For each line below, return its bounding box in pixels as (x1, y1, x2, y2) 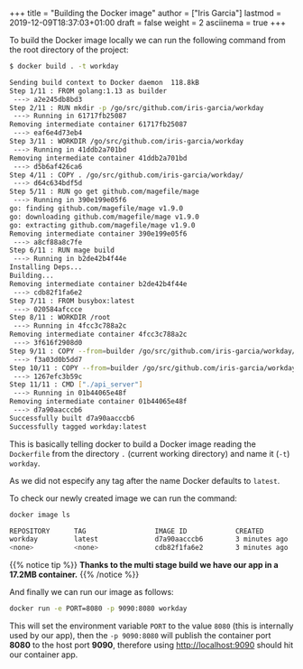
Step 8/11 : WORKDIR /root (9, 313, 111, 322)
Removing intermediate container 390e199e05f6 (9, 229, 188, 238)
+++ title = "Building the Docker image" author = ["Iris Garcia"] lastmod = (9, 8, 282, 18)
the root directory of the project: (9, 44, 129, 55)
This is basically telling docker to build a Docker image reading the (9, 438, 257, 450)
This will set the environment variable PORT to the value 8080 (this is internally (9, 620, 294, 631)
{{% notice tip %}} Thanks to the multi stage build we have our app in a (9, 560, 279, 571)
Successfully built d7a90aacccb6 (9, 413, 135, 423)
